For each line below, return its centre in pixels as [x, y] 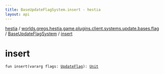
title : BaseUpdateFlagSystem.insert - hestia [53, 10]
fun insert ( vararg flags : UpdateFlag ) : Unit [52, 67]
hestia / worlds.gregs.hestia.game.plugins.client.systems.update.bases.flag [82, 28]
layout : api [17, 14]
